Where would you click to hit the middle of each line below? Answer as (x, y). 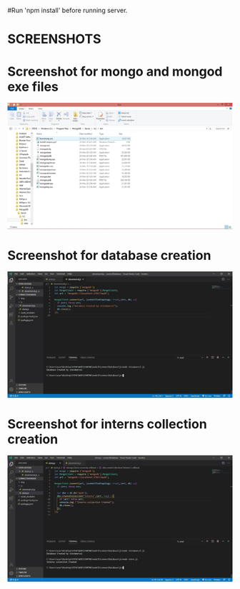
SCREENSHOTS (54, 39)
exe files (33, 87)
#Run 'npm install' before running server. (67, 10)
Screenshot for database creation (109, 256)
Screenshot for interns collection (107, 424)
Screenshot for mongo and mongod (115, 72)
